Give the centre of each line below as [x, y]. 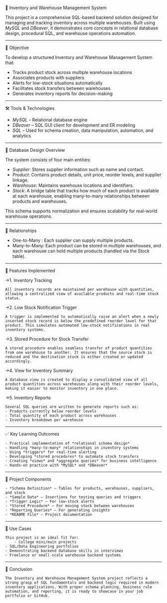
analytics [22, 136]
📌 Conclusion [19, 569]
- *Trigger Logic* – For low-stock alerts [50, 502]
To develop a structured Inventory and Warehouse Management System [79, 57]
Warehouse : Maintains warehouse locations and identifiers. [73, 185]
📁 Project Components [28, 479]
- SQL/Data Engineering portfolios [42, 547]
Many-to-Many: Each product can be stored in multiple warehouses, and [87, 246]
